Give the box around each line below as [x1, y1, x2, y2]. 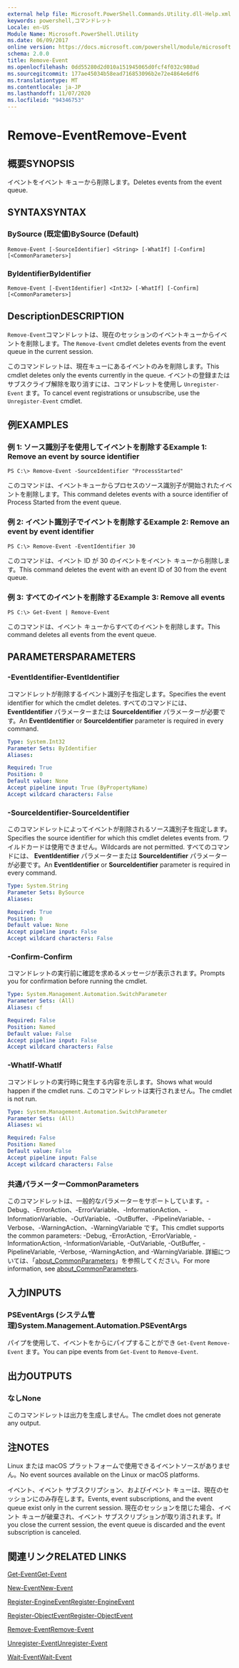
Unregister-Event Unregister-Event [7, 1639, 108, 1647]
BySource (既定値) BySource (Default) [7, 229, 139, 239]
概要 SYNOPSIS [7, 158, 75, 170]
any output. [7, 1419, 41, 1428]
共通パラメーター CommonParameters [7, 1179, 139, 1189]
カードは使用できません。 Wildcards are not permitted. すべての [26, 843, 211, 851]
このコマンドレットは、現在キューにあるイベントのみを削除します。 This [7, 362, 220, 370]
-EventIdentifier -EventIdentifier [7, 672, 120, 682]
